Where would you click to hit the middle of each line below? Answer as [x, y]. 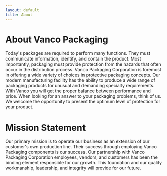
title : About [19, 15]
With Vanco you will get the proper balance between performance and [78, 91]
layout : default [22, 10]
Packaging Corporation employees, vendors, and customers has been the [82, 157]
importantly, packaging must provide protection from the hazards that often [83, 64]
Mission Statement [46, 127]
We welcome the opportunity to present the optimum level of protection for [83, 102]
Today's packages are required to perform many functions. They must [78, 53]
